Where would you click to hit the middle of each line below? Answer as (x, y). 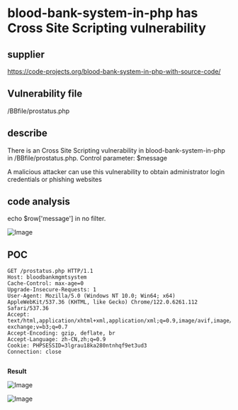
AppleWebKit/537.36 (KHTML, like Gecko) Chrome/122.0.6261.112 (103, 302)
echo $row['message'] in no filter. (57, 219)
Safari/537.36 (28, 308)
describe (27, 133)
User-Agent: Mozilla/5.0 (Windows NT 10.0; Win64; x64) (91, 296)
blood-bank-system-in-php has (103, 13)
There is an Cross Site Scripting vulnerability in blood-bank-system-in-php (116, 150)
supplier (26, 54)
